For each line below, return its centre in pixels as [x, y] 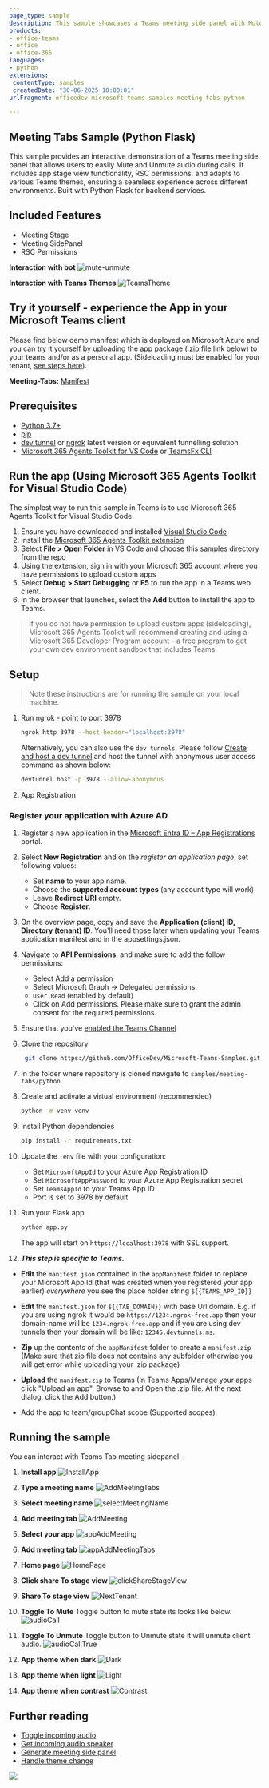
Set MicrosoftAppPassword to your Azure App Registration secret [138, 1180]
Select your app [47, 1534]
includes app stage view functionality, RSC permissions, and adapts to [125, 174]
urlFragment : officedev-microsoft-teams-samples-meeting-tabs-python [127, 98]
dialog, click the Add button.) [68, 1396]
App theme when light [58, 1675]
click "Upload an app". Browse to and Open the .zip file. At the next [131, 1388]
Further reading [49, 1716]
